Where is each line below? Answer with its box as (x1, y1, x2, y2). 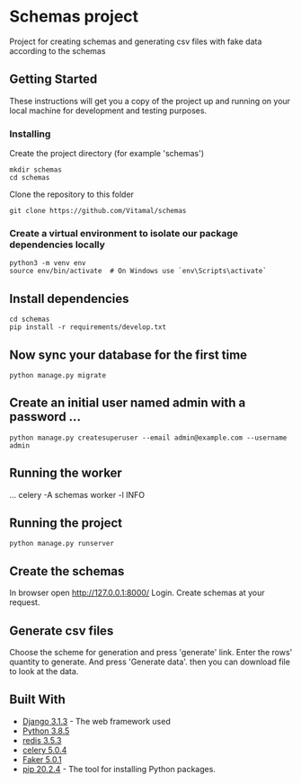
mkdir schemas (9, 165, 63, 174)
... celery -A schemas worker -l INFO (9, 489, 146, 500)
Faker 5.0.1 (22, 753, 62, 765)
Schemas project (9, 6, 139, 27)
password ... (9, 409, 81, 424)
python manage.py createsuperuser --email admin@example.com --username (9, 433, 288, 442)
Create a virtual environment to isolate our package (9, 227, 239, 239)
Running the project (9, 515, 123, 530)
